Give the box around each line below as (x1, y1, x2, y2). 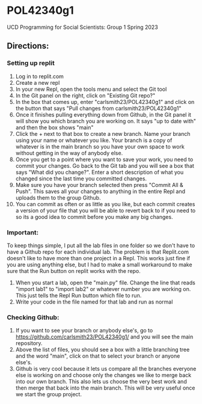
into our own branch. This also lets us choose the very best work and (15, 378, 187, 385)
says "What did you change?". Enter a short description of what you (15, 168, 184, 176)
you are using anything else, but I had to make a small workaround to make (7, 261, 192, 268)
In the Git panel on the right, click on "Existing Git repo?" (15, 91, 156, 99)
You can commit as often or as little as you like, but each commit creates (15, 200, 195, 207)
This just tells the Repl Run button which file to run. (15, 292, 142, 299)
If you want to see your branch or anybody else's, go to (15, 327, 153, 334)
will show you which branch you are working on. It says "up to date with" (15, 117, 197, 124)
